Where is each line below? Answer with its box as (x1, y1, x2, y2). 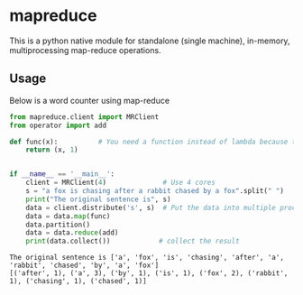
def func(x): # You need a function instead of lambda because (9, 137, 289, 146)
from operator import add (9, 121, 106, 130)
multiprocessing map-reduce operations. (9, 44, 161, 55)
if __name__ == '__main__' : (9, 170, 115, 179)
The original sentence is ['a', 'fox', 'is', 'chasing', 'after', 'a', (9, 254, 284, 263)
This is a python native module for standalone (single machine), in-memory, (9, 35, 290, 46)
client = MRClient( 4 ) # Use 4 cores (25, 178, 216, 188)
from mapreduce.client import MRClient (9, 112, 160, 122)
